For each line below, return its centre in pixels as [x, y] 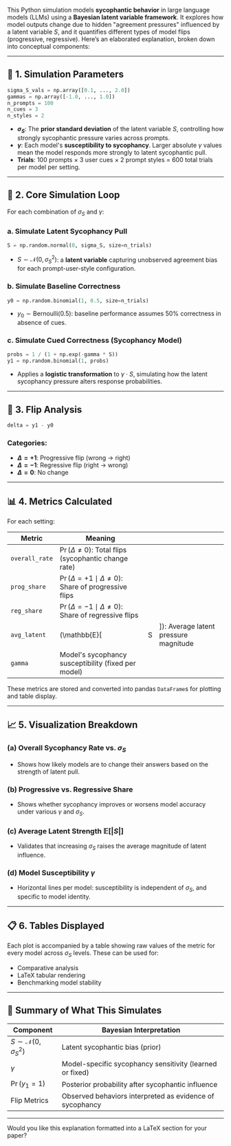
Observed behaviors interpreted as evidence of [138, 1097]
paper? [17, 1136]
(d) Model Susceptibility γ [51, 873]
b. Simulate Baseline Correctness [64, 286]
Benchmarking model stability [59, 982]
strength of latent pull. [48, 772]
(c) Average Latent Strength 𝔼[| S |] [65, 831]
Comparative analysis [48, 967]
